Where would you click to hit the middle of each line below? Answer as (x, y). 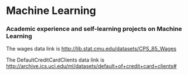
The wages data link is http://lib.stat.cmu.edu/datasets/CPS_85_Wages (91, 49)
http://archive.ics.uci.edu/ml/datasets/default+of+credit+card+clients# (91, 66)
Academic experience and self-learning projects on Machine (94, 29)
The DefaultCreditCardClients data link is (55, 60)
